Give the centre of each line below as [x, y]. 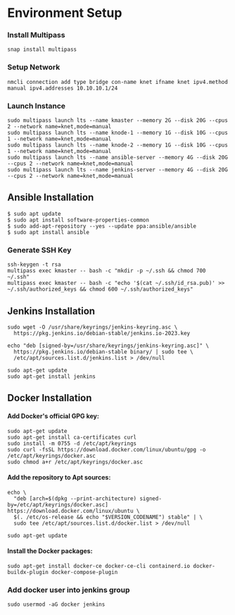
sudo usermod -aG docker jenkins [56, 604]
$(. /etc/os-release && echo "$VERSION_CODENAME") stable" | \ [108, 517]
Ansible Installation [51, 198]
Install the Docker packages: [50, 551]
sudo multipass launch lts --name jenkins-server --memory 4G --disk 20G [118, 170]
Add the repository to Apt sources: [59, 477]
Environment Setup [65, 13]
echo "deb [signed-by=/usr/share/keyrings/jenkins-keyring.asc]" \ [108, 346]
